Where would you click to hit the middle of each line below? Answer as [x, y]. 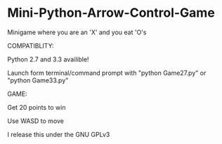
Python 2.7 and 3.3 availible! [48, 59]
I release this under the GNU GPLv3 [59, 134]
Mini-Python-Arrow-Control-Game [111, 13]
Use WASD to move [36, 121]
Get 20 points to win [37, 107]
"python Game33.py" [38, 80]
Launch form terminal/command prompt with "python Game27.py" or [107, 73]
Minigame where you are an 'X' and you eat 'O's [77, 32]
